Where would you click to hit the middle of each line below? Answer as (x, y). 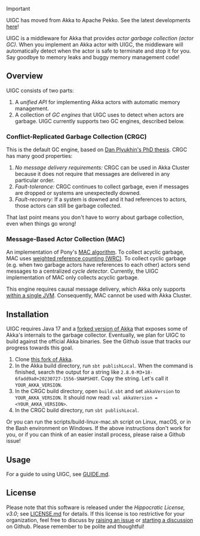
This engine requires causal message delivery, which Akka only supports (96, 289)
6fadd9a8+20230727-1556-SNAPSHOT (56, 379)
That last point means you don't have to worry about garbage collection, (95, 217)
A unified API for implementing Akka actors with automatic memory (97, 102)
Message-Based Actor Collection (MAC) (66, 239)
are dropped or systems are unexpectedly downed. (78, 193)
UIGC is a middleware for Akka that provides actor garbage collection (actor (100, 38)
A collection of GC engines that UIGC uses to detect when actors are (99, 115)
